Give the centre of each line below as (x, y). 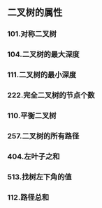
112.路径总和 (28, 197)
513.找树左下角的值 (39, 177)
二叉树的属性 (35, 13)
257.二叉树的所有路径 (43, 136)
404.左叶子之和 (34, 157)
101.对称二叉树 (32, 34)
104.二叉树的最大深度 (43, 54)
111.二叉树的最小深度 (42, 75)
